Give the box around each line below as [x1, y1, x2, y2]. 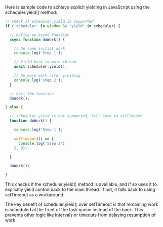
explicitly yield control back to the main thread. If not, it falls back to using [5, 186, 156, 192]
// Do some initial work [14, 46, 65, 51]
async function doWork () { [9, 37, 65, 42]
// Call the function [9, 91, 54, 96]
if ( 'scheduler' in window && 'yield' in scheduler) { [5, 23, 121, 29]
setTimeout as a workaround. [5, 192, 65, 197]
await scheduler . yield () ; [14, 64, 68, 69]
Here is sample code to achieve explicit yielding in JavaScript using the [5, 4, 150, 10]
